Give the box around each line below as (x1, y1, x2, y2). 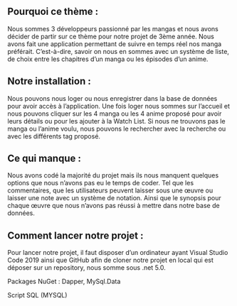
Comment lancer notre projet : (7, 229, 144, 241)
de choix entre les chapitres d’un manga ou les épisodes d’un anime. (7, 55, 209, 63)
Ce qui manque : (7, 153, 82, 165)
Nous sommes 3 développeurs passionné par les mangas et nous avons (7, 24, 218, 33)
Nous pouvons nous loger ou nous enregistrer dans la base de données (7, 94, 218, 102)
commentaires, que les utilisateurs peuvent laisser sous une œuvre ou (7, 186, 214, 195)
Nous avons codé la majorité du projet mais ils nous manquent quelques (7, 171, 219, 180)
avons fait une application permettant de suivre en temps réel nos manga (7, 39, 222, 48)
